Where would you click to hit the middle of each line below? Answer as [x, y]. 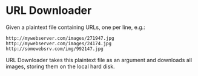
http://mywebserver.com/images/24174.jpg [59, 43]
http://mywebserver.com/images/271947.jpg [60, 38]
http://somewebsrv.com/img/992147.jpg [54, 49]
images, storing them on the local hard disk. [61, 66]
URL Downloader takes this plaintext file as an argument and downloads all [99, 60]
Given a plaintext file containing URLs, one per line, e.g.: [76, 27]
